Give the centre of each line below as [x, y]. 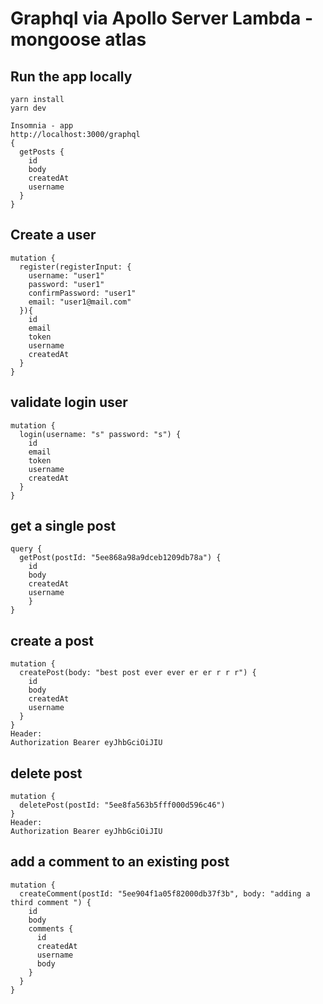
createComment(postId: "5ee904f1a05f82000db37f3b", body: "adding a [165, 893]
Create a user [53, 235]
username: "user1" [66, 275]
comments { [51, 928]
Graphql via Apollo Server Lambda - [161, 18]
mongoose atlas [78, 39]
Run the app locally [71, 76]
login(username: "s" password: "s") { [100, 434]
